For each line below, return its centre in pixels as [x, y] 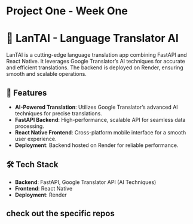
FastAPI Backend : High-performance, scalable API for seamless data [100, 119]
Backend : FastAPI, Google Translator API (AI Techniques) [85, 182]
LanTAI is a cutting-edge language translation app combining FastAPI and [96, 55]
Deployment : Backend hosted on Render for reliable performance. [96, 145]
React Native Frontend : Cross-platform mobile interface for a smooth [100, 132]
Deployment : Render [41, 195]
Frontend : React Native [44, 188]
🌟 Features [27, 93]
